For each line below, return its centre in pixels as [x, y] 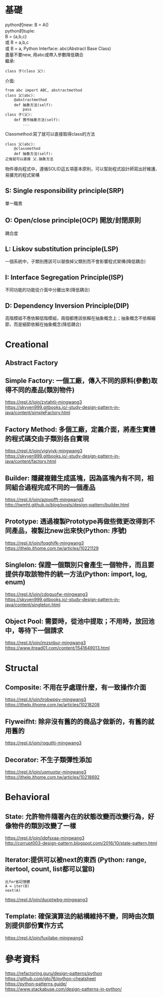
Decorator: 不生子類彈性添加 [49, 760]
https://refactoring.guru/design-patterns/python [54, 973]
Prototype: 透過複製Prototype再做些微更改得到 [77, 521]
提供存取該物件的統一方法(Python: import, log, [76, 574]
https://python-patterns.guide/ [36, 984]
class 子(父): [19, 115]
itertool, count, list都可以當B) [50, 869]
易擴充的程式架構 [22, 175]
